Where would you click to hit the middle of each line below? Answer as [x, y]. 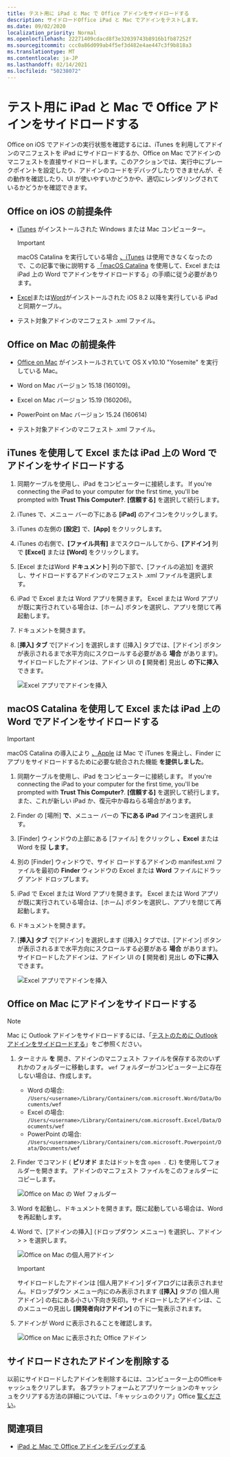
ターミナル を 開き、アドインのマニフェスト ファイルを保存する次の [113, 1058]
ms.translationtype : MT [41, 52]
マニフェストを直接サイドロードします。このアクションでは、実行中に [106, 162]
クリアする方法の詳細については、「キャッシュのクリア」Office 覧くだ [117, 1397]
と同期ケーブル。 [41, 306]
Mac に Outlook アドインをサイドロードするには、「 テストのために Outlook [113, 1035]
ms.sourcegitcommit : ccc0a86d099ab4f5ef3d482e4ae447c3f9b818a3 [100, 45]
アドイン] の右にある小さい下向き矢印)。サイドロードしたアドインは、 [116, 1300]
